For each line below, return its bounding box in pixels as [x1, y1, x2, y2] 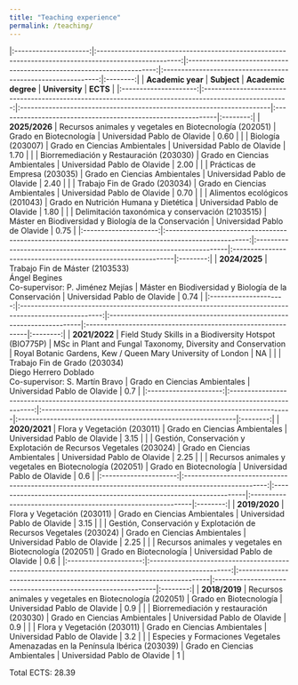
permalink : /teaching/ [9, 21, 93, 30]
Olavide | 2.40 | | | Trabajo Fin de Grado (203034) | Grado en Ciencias [9, 178, 267, 188]
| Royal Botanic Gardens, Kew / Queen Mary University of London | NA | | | [9, 347, 282, 358]
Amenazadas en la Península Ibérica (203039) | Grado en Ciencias [9, 641, 254, 651]
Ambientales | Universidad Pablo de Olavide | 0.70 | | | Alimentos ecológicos [9, 187, 289, 198]
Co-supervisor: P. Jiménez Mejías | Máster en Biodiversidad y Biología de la [9, 282, 287, 292]
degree [9, 84, 37, 94]
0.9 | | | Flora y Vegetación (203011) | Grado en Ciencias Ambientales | [9, 621, 267, 632]
